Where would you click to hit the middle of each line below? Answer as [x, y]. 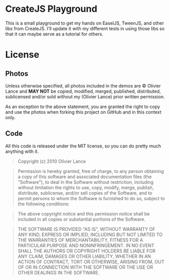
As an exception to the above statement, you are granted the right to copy [83, 106]
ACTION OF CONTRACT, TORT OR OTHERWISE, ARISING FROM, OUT [91, 262]
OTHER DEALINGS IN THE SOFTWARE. [59, 272]
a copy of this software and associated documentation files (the [84, 177]
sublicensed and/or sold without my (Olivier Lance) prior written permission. [85, 96]
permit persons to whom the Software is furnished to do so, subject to [91, 198]
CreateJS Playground [51, 9]
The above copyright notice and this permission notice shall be [84, 213]
